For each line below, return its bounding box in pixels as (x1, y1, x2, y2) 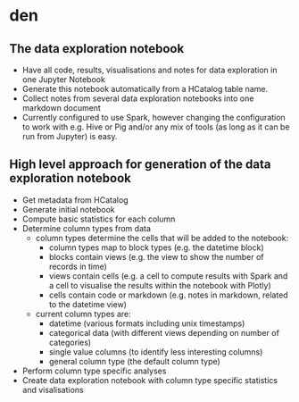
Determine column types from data (21, 222, 152, 233)
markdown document (21, 103, 101, 113)
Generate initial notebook (21, 204, 116, 214)
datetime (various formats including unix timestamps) (48, 318, 245, 329)
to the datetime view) (48, 298, 128, 309)
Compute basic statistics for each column (21, 214, 176, 224)
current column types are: (35, 308, 131, 319)
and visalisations (21, 384, 85, 395)
